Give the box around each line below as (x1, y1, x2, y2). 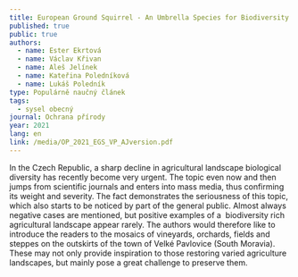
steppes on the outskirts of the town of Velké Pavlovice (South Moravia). (9, 238, 276, 248)
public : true (9, 29, 58, 38)
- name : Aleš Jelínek (17, 63, 98, 72)
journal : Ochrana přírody (9, 113, 105, 122)
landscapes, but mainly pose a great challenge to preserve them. (9, 256, 248, 268)
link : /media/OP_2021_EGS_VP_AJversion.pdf (9, 138, 174, 147)
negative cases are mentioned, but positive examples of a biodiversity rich (9, 209, 286, 220)
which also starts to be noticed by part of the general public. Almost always (9, 200, 287, 211)
